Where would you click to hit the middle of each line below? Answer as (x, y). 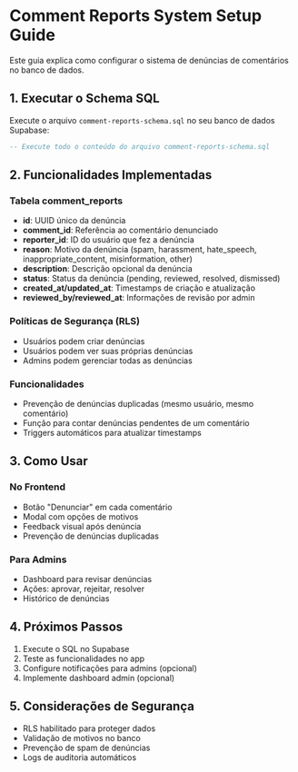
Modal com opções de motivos (80, 516)
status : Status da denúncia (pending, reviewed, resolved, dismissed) (151, 279)
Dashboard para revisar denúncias (87, 579)
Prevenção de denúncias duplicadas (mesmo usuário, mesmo (138, 403)
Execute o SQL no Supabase (76, 648)
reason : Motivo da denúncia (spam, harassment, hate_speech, (139, 250)
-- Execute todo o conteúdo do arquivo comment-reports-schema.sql (140, 146)
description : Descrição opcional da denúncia (107, 269)
